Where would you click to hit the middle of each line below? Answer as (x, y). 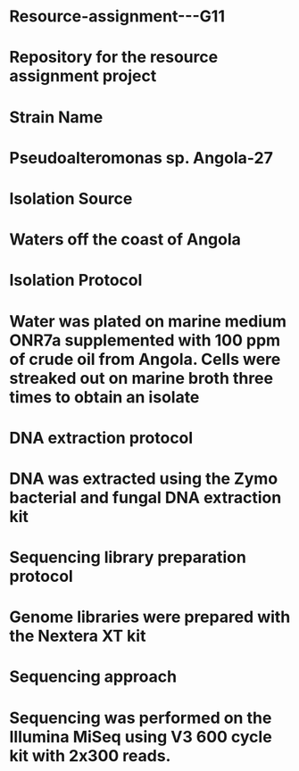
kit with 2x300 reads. (90, 755)
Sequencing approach (93, 677)
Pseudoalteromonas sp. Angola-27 (141, 158)
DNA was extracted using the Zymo (144, 478)
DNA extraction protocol (101, 438)
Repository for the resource (114, 58)
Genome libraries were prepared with (150, 617)
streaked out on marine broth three (141, 378)
